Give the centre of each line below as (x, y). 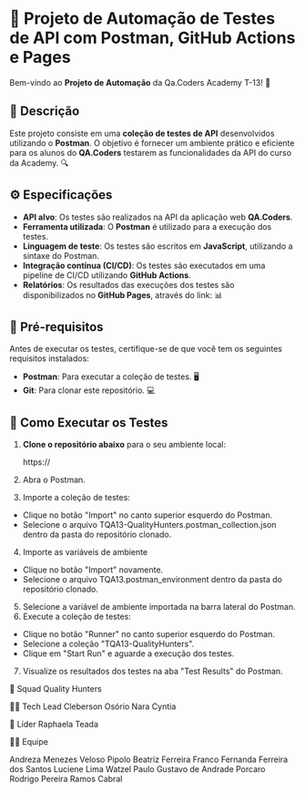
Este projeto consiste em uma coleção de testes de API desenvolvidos (142, 133)
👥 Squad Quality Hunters (56, 689)
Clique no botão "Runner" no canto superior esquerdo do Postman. (148, 634)
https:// (36, 462)
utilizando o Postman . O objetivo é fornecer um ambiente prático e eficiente (152, 143)
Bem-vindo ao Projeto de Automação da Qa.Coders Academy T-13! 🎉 (140, 82)
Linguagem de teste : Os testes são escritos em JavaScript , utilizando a (158, 246)
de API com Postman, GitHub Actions (152, 38)
